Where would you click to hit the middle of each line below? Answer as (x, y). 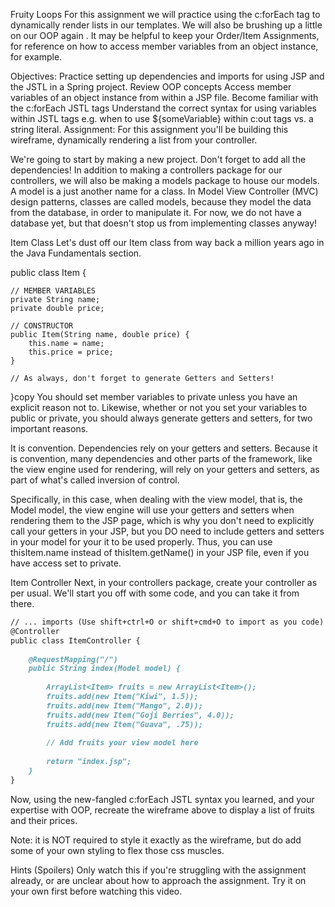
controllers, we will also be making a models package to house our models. (165, 180)
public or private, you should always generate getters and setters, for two (161, 418)
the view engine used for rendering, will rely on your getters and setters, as (165, 469)
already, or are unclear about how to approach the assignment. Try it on (158, 880)
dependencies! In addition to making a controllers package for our (146, 170)
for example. (36, 57)
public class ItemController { (75, 640)
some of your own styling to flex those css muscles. (117, 850)
